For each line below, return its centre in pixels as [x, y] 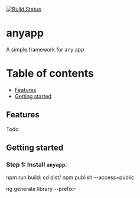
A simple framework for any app [45, 49]
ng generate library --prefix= [41, 189]
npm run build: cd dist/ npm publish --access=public [70, 177]
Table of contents [50, 74]
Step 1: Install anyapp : [37, 165]
